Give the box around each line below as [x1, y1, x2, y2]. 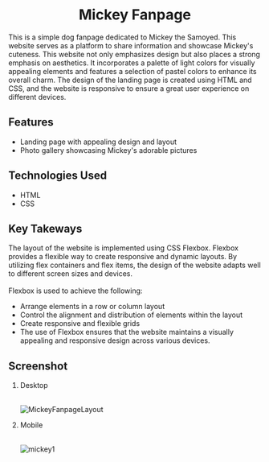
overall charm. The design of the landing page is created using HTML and [8, 75, 252, 85]
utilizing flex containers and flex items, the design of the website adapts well [8, 260, 261, 270]
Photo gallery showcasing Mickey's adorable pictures [19, 145, 198, 155]
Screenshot [8, 359, 68, 373]
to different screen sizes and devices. [8, 269, 132, 278]
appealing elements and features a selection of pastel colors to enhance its [8, 66, 257, 76]
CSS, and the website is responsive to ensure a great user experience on [8, 83, 250, 93]
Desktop [19, 381, 48, 390]
